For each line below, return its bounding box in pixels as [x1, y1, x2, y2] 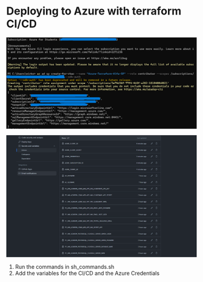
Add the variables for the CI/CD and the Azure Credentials [14, 269, 160, 277]
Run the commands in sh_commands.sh [14, 263, 115, 270]
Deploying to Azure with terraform [6, 4, 182, 18]
